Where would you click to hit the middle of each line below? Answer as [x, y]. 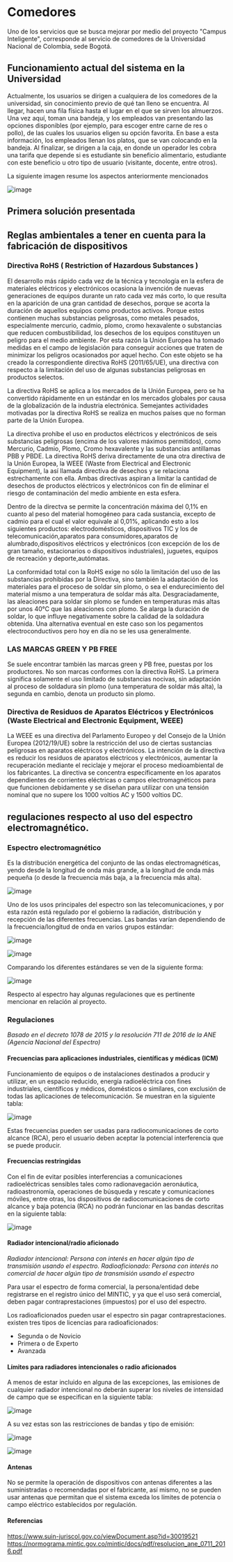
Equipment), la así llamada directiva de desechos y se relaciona [98, 470]
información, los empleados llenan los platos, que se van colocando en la [112, 140]
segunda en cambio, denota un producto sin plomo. [81, 694]
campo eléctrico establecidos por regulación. [72, 1505]
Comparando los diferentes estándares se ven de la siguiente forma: [105, 967]
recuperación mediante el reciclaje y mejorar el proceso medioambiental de [115, 765]
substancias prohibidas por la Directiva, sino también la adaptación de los [113, 579]
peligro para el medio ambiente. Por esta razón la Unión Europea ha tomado [116, 340]
